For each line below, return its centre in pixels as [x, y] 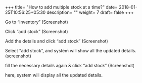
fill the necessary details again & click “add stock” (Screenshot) [70, 65]
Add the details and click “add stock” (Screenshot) [57, 41]
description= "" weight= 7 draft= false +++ [90, 12]
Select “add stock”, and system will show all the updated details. [71, 51]
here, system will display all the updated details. [54, 75]
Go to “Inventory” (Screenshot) [37, 22]
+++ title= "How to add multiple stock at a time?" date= [61, 7]
